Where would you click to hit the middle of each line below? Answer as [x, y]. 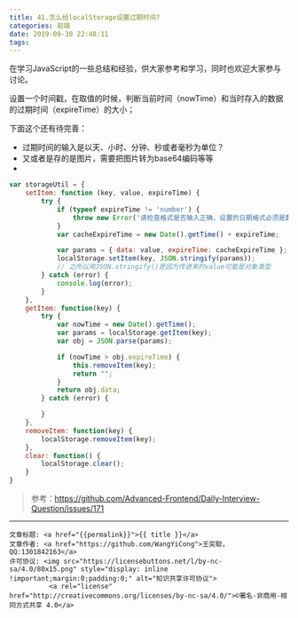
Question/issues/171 [67, 508]
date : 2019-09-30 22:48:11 [59, 34]
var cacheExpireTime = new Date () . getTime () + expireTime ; [168, 234]
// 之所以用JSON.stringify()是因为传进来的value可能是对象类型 [164, 267]
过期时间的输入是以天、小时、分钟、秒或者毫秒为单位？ [123, 147]
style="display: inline [124, 569]
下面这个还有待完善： [48, 129]
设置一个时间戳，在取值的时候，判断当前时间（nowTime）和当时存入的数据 [146, 99]
